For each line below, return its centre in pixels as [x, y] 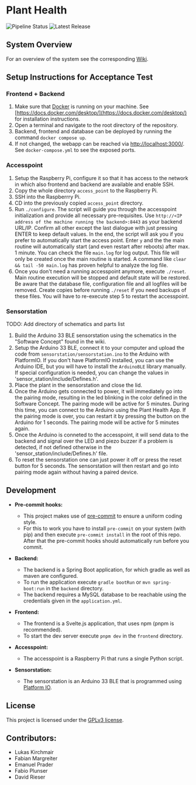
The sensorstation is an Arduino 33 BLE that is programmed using [103, 681]
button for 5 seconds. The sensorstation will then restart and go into [97, 466]
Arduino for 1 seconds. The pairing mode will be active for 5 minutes [97, 422]
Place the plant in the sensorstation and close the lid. [78, 385]
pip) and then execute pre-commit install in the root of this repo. [102, 534]
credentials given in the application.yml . [73, 601]
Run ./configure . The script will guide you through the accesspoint [95, 209]
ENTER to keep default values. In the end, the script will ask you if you [99, 234]
